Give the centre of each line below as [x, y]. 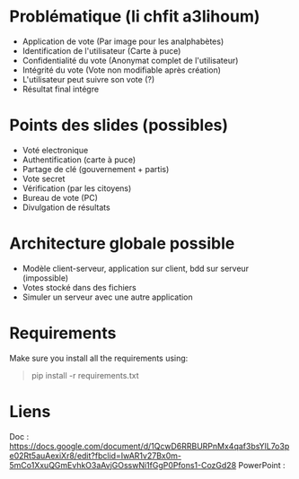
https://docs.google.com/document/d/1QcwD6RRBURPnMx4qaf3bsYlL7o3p [149, 446]
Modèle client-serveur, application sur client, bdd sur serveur [136, 268]
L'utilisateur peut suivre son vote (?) [88, 79]
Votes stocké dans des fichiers [79, 287]
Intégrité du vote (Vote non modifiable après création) [122, 70]
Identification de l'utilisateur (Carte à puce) [101, 50]
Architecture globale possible [122, 244]
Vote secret [44, 179]
